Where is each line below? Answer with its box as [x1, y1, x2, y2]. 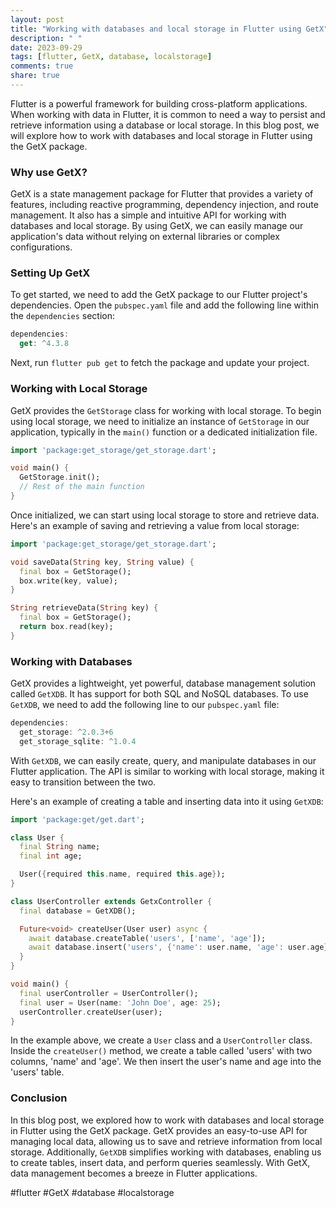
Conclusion [10, 1091, 68, 1105]
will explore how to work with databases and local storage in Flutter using [10, 129, 313, 141]
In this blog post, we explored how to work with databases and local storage [10, 1114, 325, 1126]
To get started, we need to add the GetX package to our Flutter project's [10, 289, 308, 301]
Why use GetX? [10, 165, 88, 179]
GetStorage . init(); [19, 472, 101, 483]
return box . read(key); [19, 622, 114, 632]
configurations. [10, 241, 73, 253]
